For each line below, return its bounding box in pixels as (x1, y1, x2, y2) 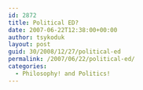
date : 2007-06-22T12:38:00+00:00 (8, 26, 118, 34)
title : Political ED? (8, 19, 79, 27)
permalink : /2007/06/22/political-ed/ (8, 56, 135, 63)
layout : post (8, 41, 51, 49)
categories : (8, 63, 47, 70)
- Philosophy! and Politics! (15, 70, 111, 77)
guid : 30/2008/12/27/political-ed (8, 48, 122, 56)
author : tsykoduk (8, 33, 65, 41)
